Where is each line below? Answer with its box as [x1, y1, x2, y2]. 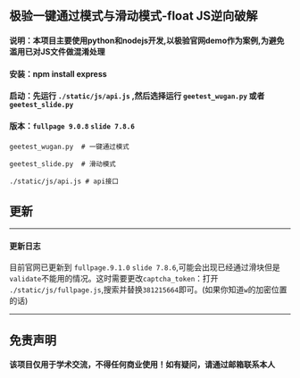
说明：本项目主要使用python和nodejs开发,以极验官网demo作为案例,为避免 [9, 35, 285, 46]
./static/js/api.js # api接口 [9, 177, 119, 186]
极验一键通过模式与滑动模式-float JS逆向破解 [9, 8, 258, 24]
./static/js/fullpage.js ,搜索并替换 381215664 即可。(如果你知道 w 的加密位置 [9, 284, 287, 295]
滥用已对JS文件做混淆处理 [9, 46, 105, 56]
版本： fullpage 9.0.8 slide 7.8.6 [9, 120, 136, 131]
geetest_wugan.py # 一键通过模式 [9, 142, 129, 152]
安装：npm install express [9, 68, 107, 79]
